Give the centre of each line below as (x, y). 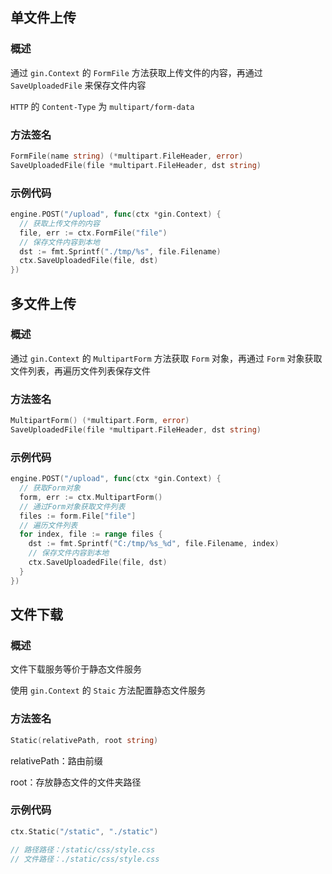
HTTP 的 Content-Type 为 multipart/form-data (102, 106)
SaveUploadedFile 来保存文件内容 (78, 85)
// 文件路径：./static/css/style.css (85, 859)
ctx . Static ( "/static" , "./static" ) (84, 831)
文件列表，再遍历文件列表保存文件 (80, 370)
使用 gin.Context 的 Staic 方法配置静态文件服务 (108, 690)
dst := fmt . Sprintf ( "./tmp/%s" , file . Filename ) (120, 251)
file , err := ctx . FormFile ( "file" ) (93, 233)
